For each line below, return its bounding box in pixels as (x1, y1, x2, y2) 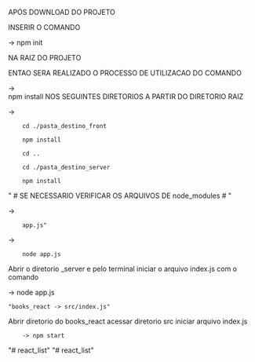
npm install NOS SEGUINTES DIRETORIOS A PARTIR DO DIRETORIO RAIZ (8, 92, 244, 101)
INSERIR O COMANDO (8, 23, 81, 31)
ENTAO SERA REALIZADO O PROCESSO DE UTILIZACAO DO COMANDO (8, 68, 242, 78)
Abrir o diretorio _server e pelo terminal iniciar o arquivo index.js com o (8, 264, 238, 273)
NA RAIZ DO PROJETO (8, 53, 82, 62)
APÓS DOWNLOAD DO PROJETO (8, 8, 115, 16)
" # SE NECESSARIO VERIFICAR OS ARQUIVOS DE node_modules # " (8, 191, 232, 200)
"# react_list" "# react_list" (8, 346, 94, 355)
